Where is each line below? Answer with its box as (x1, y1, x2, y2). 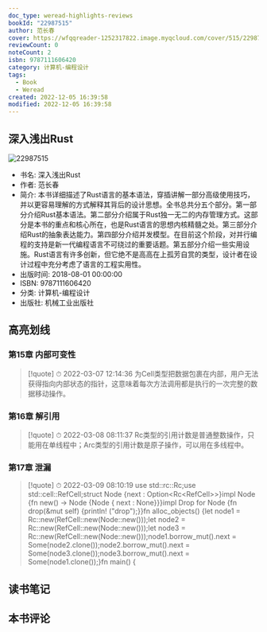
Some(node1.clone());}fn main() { (27, 557, 137, 567)
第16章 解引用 (8, 411, 60, 422)
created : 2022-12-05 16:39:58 (8, 93, 109, 101)
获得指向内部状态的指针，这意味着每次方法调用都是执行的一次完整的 (27, 379, 251, 388)
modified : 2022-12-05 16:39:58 (8, 100, 112, 108)
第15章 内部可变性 (8, 349, 76, 361)
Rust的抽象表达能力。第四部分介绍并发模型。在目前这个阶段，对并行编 (26, 229, 258, 239)
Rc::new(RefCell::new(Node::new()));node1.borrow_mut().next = (27, 532, 237, 541)
